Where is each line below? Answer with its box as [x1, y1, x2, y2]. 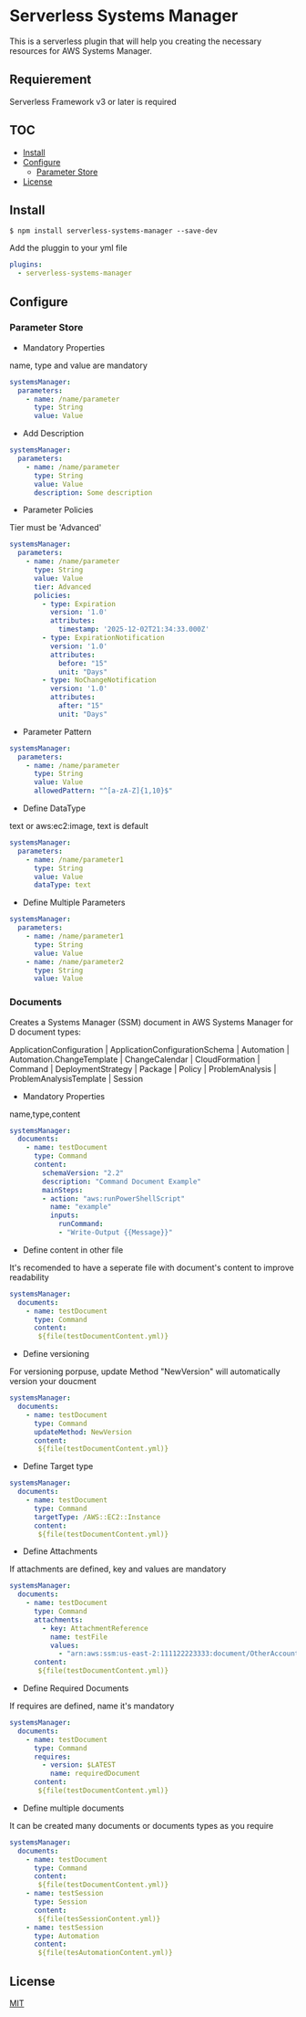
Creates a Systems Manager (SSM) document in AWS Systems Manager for [9, 1016, 294, 1027]
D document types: [9, 1026, 82, 1037]
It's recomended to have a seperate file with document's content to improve [9, 1262, 294, 1273]
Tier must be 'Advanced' [9, 522, 102, 533]
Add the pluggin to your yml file [9, 243, 127, 254]
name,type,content [9, 1108, 81, 1119]
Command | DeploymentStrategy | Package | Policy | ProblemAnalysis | [9, 1063, 277, 1074]
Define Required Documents [22, 1683, 129, 1694]
